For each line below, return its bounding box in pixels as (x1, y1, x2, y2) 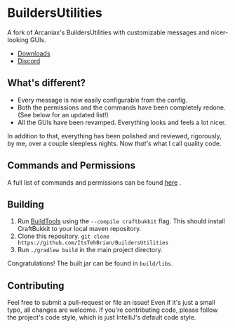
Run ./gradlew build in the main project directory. (17, 246, 163, 254)
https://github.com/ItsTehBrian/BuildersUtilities (17, 240, 169, 247)
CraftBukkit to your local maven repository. (17, 225, 142, 233)
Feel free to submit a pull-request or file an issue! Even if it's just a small (7, 299, 215, 307)
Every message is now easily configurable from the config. (17, 96, 188, 104)
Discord (17, 56, 41, 65)
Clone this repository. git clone (17, 232, 110, 240)
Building (7, 198, 44, 210)
